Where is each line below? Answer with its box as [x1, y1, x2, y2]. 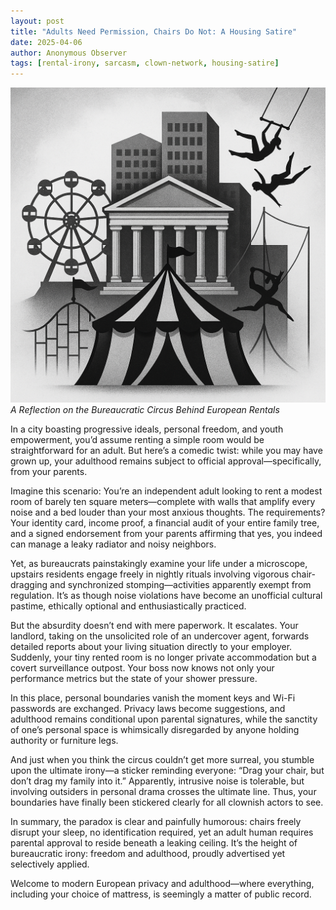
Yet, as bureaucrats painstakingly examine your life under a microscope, [10, 558, 308, 570]
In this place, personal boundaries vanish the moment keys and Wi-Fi [10, 692, 296, 704]
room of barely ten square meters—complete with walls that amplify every [10, 496, 316, 508]
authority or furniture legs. [10, 735, 119, 747]
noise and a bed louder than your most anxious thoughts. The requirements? [10, 506, 326, 519]
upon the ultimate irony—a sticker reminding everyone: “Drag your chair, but [10, 765, 325, 777]
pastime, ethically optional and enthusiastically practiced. [10, 600, 247, 612]
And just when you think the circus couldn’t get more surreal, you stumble [10, 754, 315, 766]
